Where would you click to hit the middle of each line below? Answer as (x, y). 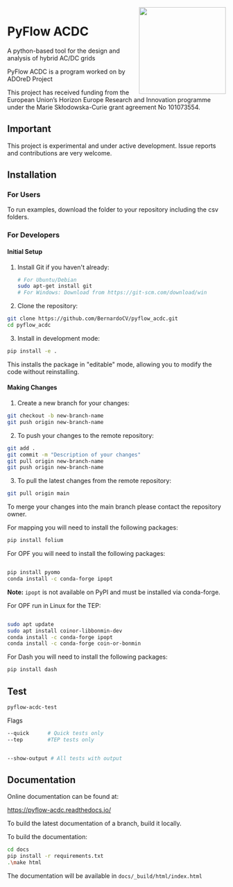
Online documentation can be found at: (63, 797)
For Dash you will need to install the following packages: (87, 657)
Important (29, 129)
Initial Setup (25, 251)
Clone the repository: (48, 306)
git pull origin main (38, 493)
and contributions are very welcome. (60, 153)
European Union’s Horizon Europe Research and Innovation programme (109, 99)
